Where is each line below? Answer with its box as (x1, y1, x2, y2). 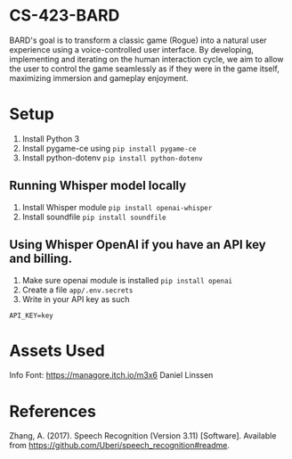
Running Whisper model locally (9, 178, 187, 193)
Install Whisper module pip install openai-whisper (21, 201, 213, 212)
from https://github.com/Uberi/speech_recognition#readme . (9, 440, 230, 451)
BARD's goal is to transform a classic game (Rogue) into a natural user (9, 35, 267, 45)
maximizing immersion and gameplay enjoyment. (9, 72, 189, 83)
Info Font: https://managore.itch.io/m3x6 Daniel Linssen (9, 370, 214, 381)
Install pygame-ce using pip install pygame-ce (21, 143, 197, 153)
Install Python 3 (21, 133, 80, 143)
